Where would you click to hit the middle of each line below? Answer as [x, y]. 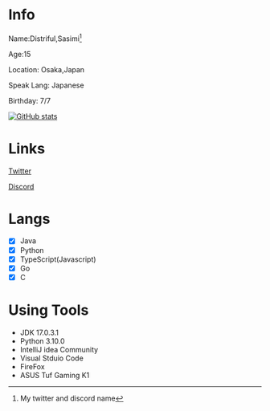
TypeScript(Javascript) [58, 259]
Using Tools [49, 310]
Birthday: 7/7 [29, 100]
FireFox [33, 366]
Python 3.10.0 [43, 341]
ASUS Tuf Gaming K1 [55, 375]
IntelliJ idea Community [59, 349]
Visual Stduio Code [52, 358]
